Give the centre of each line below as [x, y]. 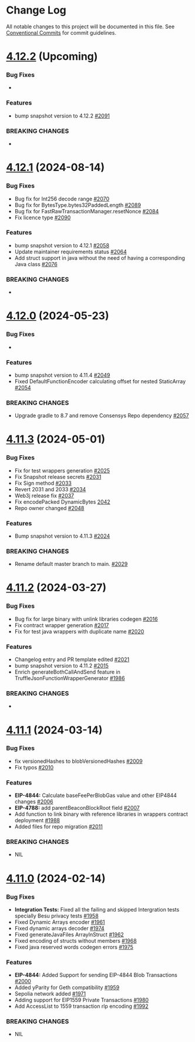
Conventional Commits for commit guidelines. [61, 32]
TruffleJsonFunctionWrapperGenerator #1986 [70, 678]
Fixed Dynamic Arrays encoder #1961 [60, 922]
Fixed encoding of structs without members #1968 [75, 940]
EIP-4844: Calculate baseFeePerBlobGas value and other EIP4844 [96, 795]
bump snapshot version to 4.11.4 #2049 [62, 375]
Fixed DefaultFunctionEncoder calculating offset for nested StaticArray [100, 381]
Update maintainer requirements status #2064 [71, 252]
